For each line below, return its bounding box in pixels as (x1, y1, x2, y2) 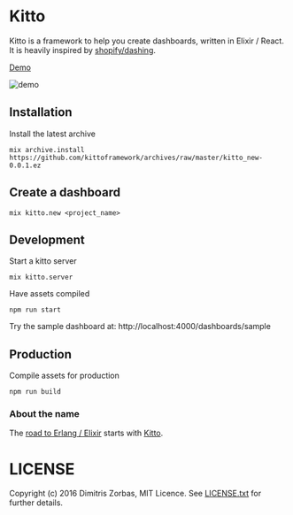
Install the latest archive (9, 128, 96, 139)
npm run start (9, 305, 62, 315)
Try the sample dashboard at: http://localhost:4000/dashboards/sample (9, 321, 272, 332)
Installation (9, 104, 73, 120)
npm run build (9, 388, 62, 396)
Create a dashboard (9, 185, 121, 200)
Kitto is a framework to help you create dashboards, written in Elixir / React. (9, 35, 285, 46)
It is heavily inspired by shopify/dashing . (9, 44, 157, 55)
